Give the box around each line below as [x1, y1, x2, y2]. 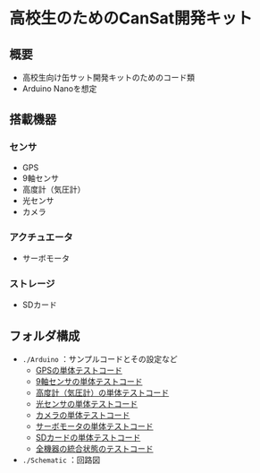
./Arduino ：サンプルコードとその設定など [21, 354, 179, 365]
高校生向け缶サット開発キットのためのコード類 [21, 73, 195, 82]
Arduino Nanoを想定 [21, 83, 97, 94]
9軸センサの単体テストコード [35, 376, 143, 387]
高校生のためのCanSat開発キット [9, 8, 253, 29]
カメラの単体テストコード [35, 409, 130, 421]
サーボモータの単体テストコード [35, 421, 154, 432]
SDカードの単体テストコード [35, 432, 141, 443]
